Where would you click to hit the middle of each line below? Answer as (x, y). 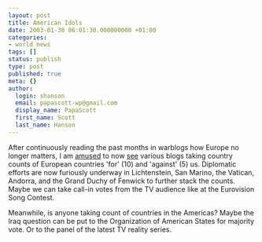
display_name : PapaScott (56, 111)
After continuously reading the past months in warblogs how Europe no (124, 147)
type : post (26, 67)
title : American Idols (45, 23)
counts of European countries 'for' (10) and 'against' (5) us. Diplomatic (122, 164)
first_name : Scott (46, 118)
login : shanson (40, 96)
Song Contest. (31, 197)
